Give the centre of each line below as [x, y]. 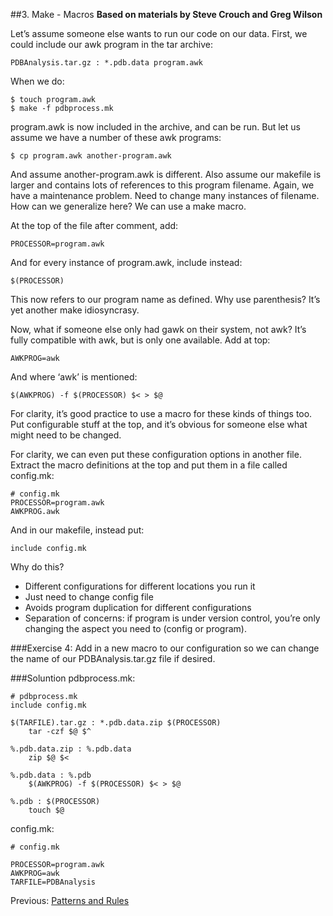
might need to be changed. [66, 435]
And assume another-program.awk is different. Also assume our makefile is [166, 174]
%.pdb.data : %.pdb [51, 775]
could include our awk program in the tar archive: [111, 44]
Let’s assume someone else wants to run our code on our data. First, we [159, 33]
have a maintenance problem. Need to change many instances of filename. [165, 195]
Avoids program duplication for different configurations [138, 607]
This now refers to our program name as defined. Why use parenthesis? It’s [165, 299]
